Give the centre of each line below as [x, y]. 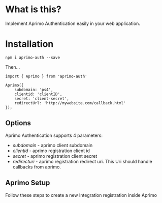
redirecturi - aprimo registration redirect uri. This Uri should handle [82, 161]
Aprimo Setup [28, 183]
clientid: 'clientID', [38, 94]
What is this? [34, 9]
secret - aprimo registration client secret [55, 156]
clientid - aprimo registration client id [51, 151]
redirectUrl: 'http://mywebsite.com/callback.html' [70, 103]
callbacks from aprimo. [37, 167]
